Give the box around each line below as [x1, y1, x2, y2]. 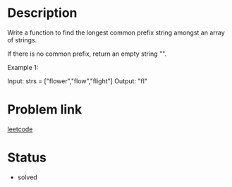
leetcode [7, 125, 33, 133]
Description [7, 5, 78, 21]
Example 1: [7, 63, 39, 71]
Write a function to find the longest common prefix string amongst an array [7, 28, 226, 37]
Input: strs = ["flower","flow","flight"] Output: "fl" [7, 76, 148, 85]
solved [17, 173, 37, 181]
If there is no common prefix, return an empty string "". [7, 49, 167, 58]
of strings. [7, 35, 37, 44]
